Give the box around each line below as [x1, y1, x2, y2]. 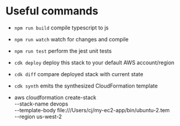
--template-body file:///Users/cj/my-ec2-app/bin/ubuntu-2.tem [14, 106, 170, 113]
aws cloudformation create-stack [14, 94, 97, 101]
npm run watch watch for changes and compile [14, 35, 129, 43]
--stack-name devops [14, 100, 68, 107]
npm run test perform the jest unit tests [14, 47, 112, 55]
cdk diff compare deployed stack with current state [14, 70, 144, 77]
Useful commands [5, 4, 99, 18]
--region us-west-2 [14, 113, 62, 120]
